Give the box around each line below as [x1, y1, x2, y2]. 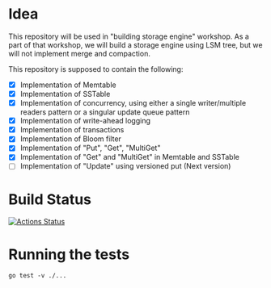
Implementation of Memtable [19, 80, 116, 90]
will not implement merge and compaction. [8, 48, 151, 58]
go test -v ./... [8, 272, 67, 280]
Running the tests [8, 245, 130, 263]
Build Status [8, 190, 91, 208]
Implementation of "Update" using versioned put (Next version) [19, 161, 231, 171]
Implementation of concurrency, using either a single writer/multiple [19, 98, 247, 108]
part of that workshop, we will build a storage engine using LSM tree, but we [8, 40, 263, 49]
